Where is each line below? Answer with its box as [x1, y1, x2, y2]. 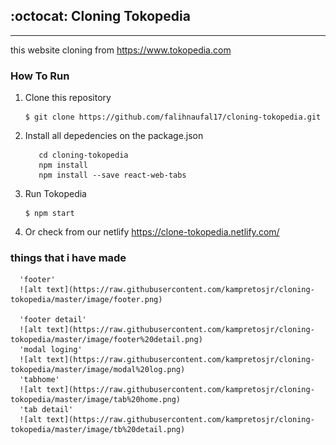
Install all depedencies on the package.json [24, 130, 204, 142]
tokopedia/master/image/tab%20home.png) [10, 395, 182, 405]
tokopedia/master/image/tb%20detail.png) [10, 425, 186, 435]
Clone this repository [24, 92, 112, 104]
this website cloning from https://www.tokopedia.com [10, 44, 232, 56]
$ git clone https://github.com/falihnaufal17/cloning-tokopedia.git [24, 112, 322, 123]
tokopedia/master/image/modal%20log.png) [10, 365, 186, 375]
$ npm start [24, 209, 75, 219]
